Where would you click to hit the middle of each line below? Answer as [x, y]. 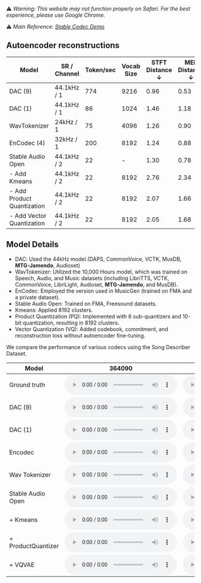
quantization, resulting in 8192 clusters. [71, 323]
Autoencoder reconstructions [63, 45]
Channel [67, 73]
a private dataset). [37, 297]
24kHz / [66, 122]
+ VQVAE [22, 564]
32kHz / [66, 139]
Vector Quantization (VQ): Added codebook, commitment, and [92, 329]
